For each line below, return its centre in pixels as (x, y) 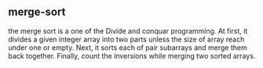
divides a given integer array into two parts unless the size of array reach (126, 39)
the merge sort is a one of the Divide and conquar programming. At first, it (128, 30)
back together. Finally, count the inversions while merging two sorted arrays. (132, 55)
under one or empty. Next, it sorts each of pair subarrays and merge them (128, 47)
